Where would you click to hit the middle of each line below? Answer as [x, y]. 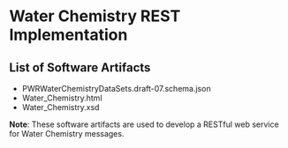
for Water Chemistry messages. [67, 133]
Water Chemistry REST [95, 16]
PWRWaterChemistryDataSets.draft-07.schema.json [116, 89]
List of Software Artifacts [80, 67]
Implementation [68, 35]
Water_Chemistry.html [62, 98]
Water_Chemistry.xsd [61, 107]
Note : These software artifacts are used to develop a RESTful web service [144, 124]
